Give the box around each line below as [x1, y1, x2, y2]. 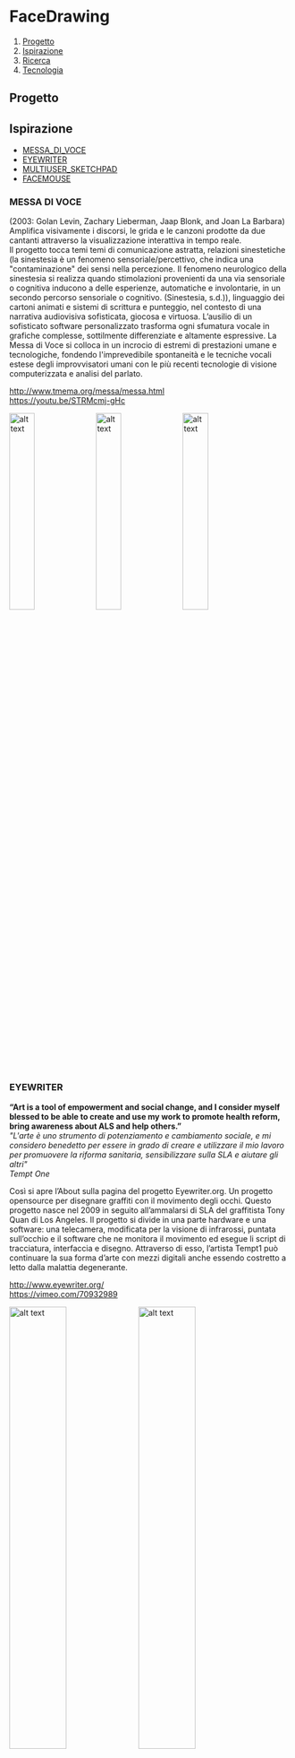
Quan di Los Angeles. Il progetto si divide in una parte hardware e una [9, 1214, 266, 1225]
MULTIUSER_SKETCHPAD [21, 164, 118, 175]
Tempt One [9, 1168, 51, 1179]
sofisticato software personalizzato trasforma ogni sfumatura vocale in [9, 321, 270, 332]
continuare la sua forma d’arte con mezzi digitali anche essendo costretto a [9, 1252, 287, 1263]
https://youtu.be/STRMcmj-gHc [9, 395, 126, 406]
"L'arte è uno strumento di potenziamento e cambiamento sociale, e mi [9, 1130, 272, 1140]
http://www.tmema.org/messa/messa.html [9, 385, 165, 396]
